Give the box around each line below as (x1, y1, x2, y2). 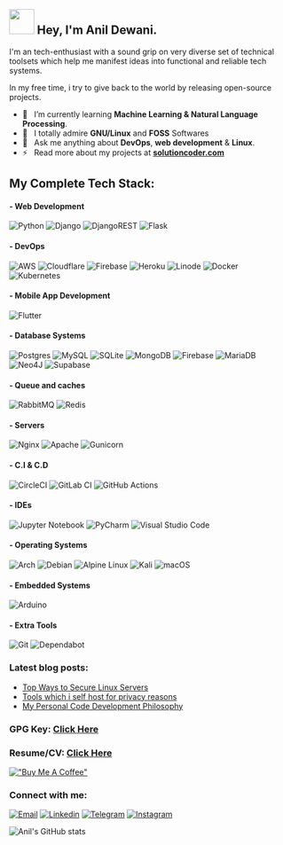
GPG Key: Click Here (9, 723, 99, 735)
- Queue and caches (9, 379, 86, 390)
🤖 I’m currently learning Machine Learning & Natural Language (21, 108, 259, 120)
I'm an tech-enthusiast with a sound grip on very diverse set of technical (9, 46, 275, 57)
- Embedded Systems (9, 580, 90, 591)
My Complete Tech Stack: (9, 176, 155, 192)
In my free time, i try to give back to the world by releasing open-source (9, 82, 272, 93)
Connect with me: (9, 788, 88, 801)
